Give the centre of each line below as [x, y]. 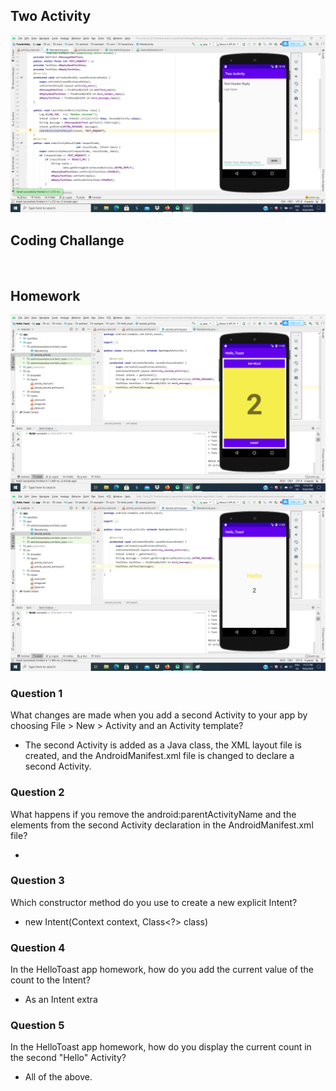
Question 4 [38, 947]
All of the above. [58, 1077]
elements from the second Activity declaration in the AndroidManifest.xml [162, 825]
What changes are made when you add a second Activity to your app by [159, 715]
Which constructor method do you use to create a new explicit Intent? [154, 902]
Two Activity [51, 16]
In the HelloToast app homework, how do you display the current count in [161, 1047]
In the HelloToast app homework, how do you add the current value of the [162, 970]
